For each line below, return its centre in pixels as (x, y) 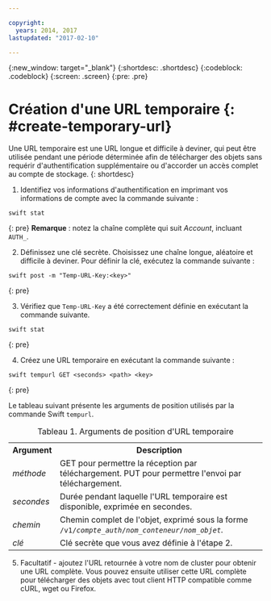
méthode (29, 474)
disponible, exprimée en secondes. (126, 507)
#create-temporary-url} (90, 126)
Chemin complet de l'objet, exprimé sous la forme (154, 520)
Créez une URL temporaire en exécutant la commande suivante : (127, 361)
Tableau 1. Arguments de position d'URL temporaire (135, 432)
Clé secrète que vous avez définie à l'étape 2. (146, 543)
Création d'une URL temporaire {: (122, 109)
